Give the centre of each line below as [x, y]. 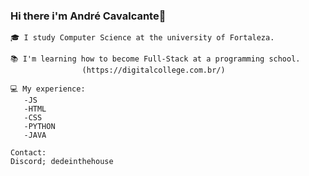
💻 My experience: [48, 89]
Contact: [28, 153]
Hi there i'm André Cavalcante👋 [88, 16]
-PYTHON [39, 127]
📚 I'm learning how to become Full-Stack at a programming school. [155, 59]
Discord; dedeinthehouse [62, 162]
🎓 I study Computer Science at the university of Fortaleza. [142, 38]
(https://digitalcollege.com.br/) [153, 70]
